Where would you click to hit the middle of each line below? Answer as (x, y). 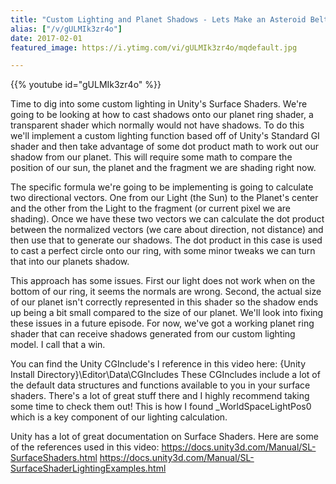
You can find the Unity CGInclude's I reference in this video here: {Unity (158, 364)
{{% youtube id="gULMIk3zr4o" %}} (86, 85)
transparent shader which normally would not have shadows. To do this (157, 125)
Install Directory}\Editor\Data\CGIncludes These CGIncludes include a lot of (165, 375)
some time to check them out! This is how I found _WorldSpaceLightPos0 (161, 407)
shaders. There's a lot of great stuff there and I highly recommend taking (160, 396)
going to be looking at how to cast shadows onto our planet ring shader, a (162, 115)
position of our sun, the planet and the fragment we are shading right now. (163, 168)
